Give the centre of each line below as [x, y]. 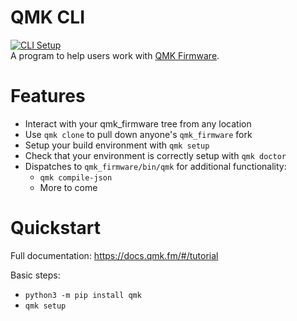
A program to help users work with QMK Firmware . [115, 55]
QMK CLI [48, 17]
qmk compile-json [76, 177]
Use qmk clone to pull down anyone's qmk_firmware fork [138, 134]
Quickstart [56, 228]
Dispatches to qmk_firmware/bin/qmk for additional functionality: [155, 166]
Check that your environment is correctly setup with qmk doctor [155, 155]
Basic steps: [35, 275]
